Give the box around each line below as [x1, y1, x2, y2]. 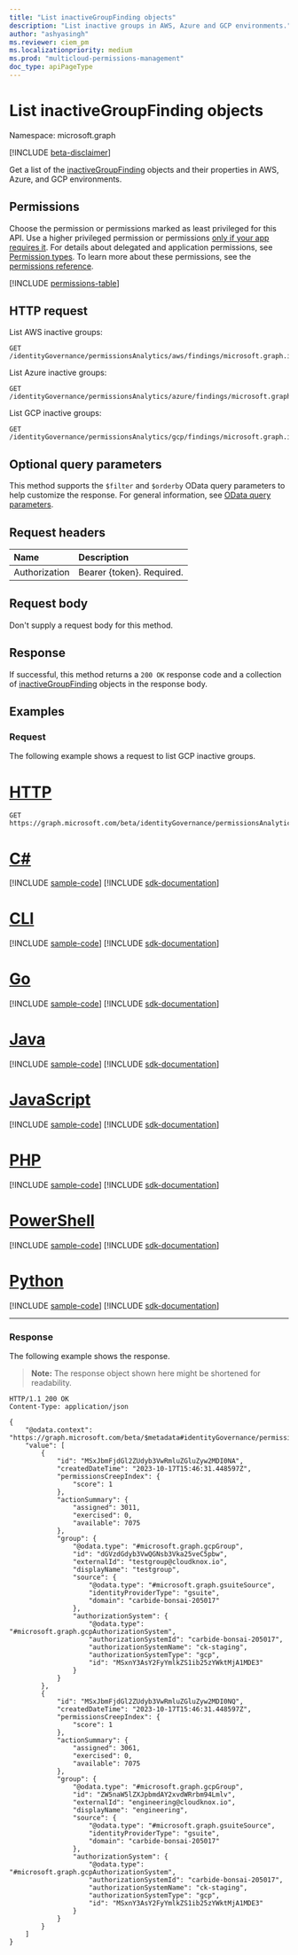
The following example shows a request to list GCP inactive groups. [9, 751, 255, 762]
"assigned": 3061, [72, 1744, 141, 1753]
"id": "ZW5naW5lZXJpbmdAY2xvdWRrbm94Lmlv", [72, 1790, 237, 1800]
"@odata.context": [25, 1426, 93, 1435]
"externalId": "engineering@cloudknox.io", [72, 1798, 237, 1807]
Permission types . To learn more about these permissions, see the [9, 251, 251, 262]
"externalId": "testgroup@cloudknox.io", [72, 1558, 228, 1567]
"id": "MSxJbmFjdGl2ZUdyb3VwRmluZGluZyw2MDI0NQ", [56, 1697, 244, 1707]
